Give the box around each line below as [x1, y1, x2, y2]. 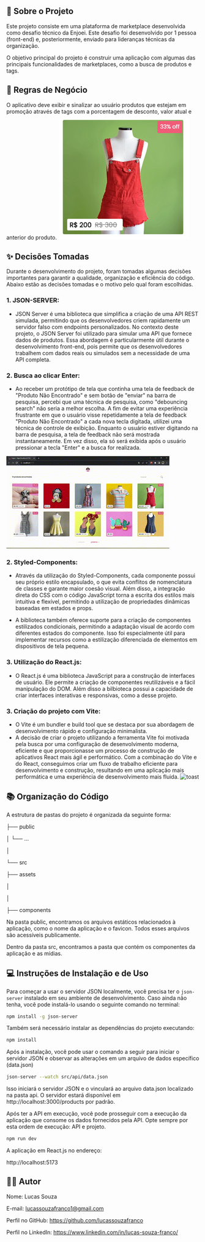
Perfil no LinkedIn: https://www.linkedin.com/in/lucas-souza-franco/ [6, 1228, 179, 1236]
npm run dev [6, 1136, 37, 1142]
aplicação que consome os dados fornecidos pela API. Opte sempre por [6, 1117, 188, 1124]
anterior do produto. [6, 234, 57, 241]
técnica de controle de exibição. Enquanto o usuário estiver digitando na [15, 425, 198, 432]
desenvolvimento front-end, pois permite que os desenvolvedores [15, 342, 182, 350]
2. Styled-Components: [6, 557, 78, 566]
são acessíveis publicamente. [6, 931, 81, 938]
